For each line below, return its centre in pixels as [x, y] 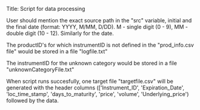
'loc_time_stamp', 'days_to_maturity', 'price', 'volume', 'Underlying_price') [98, 94]
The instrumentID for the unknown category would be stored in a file [92, 63]
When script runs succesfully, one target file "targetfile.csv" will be [90, 81]
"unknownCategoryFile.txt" [40, 70]
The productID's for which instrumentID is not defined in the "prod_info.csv [100, 45]
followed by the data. [33, 100]
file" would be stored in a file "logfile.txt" [57, 51]
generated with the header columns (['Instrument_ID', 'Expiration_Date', [95, 88]
